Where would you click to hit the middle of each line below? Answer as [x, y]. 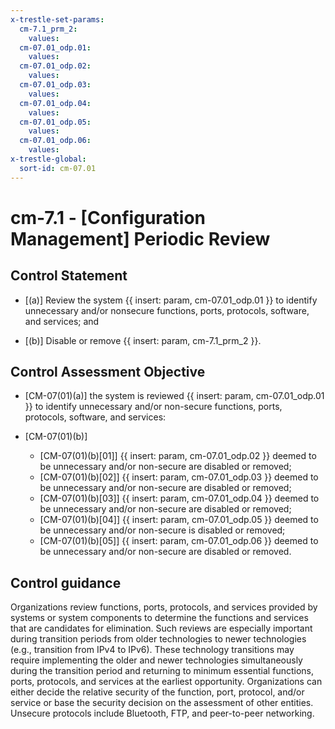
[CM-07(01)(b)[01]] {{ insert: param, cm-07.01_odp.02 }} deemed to [178, 456]
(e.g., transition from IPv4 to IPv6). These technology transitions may [152, 650]
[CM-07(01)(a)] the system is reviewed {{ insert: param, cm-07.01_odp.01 [174, 396]
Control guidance [66, 582]
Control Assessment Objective [108, 372]
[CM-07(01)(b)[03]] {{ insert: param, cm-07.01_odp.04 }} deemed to [179, 498]
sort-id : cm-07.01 [58, 168]
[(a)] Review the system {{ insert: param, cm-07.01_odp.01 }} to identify [171, 300]
